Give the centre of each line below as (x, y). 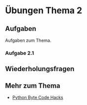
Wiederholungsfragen (40, 69)
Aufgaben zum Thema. (28, 40)
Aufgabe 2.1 (20, 53)
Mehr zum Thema (33, 86)
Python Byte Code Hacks (38, 98)
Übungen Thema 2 (44, 11)
